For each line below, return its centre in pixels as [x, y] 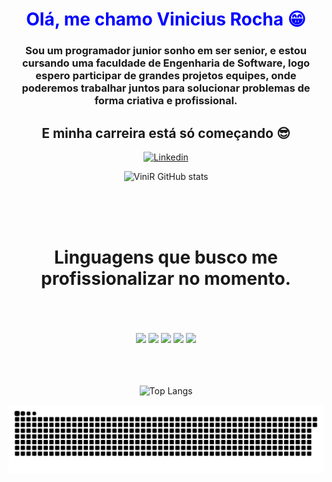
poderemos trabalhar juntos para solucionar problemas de [166, 88]
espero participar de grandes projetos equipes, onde [166, 76]
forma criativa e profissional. [166, 101]
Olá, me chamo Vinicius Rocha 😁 [166, 19]
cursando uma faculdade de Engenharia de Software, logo [166, 63]
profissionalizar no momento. [166, 279]
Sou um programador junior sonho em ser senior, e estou [166, 51]
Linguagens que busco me [165, 257]
